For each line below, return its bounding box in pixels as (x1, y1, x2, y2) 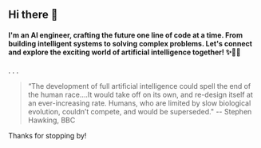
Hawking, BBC (27, 115, 76, 125)
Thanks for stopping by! (8, 130, 87, 140)
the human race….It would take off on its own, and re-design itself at (27, 90, 253, 99)
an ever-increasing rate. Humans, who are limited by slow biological (27, 98, 251, 108)
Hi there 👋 (8, 8, 58, 22)
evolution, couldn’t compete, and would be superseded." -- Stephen (27, 106, 252, 116)
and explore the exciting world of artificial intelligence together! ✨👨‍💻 (8, 47, 241, 57)
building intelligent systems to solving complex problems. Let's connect (8, 38, 253, 48)
